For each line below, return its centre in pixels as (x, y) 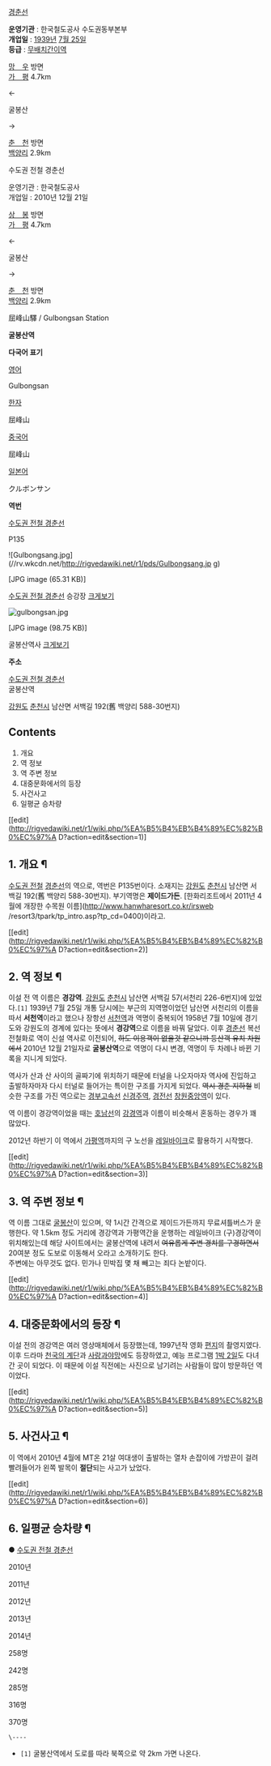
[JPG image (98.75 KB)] (48, 628)
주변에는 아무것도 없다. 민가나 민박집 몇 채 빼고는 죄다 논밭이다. (108, 1264)
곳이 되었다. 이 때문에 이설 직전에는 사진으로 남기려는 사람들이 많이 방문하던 (135, 1366)
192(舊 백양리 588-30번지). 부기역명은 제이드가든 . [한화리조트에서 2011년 (140, 896)
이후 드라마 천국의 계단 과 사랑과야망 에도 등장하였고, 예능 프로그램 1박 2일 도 (126, 1355)
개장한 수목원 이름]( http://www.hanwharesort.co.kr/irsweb (119, 905)
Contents (32, 732)
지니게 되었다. (45, 1058)
